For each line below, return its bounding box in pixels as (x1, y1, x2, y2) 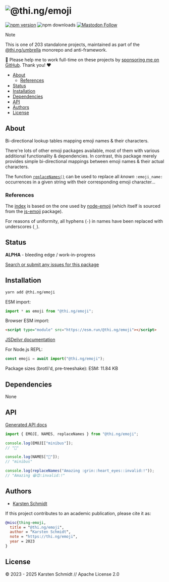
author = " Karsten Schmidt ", (10, 529, 71, 534)
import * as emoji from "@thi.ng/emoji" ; (5, 308, 94, 314)
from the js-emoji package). (5, 208, 63, 215)
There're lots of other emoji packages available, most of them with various (5, 147, 160, 153)
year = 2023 (10, 539, 35, 544)
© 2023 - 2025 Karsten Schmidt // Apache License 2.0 (5, 571, 120, 577)
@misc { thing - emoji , (5, 520, 46, 525)
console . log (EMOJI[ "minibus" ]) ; (5, 441, 73, 446)
